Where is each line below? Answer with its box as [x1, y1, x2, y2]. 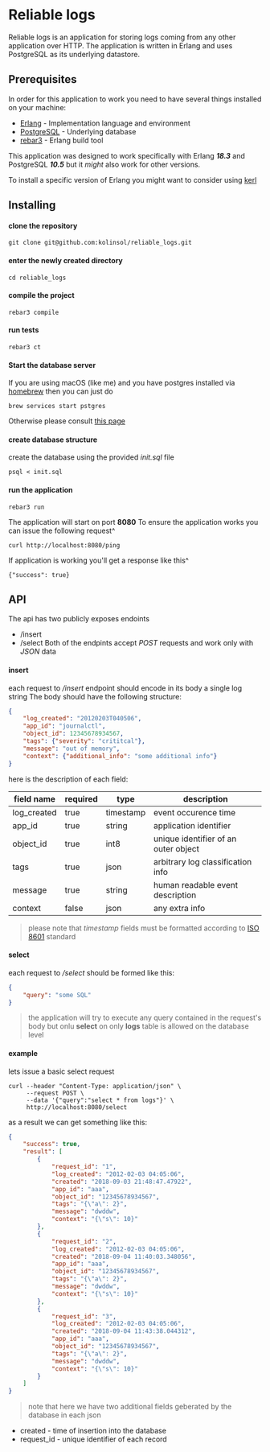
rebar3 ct [8, 343, 42, 351]
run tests [8, 325, 39, 335]
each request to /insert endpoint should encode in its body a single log [8, 683, 243, 693]
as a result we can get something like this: [8, 1117, 147, 1127]
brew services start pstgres [8, 402, 106, 410]
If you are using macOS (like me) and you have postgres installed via [8, 378, 235, 388]
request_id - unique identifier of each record [19, 1434, 167, 1444]
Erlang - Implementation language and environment [19, 118, 191, 128]
